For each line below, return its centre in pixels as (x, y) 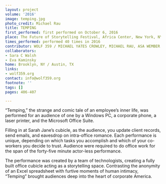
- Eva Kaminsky (21, 60)
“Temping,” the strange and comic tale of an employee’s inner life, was (77, 110)
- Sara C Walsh (21, 55)
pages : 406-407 (21, 92)
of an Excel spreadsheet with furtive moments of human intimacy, (72, 171)
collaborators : (21, 51)
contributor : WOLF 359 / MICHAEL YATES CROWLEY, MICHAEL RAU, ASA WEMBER (83, 46)
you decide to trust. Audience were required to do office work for (89, 146)
